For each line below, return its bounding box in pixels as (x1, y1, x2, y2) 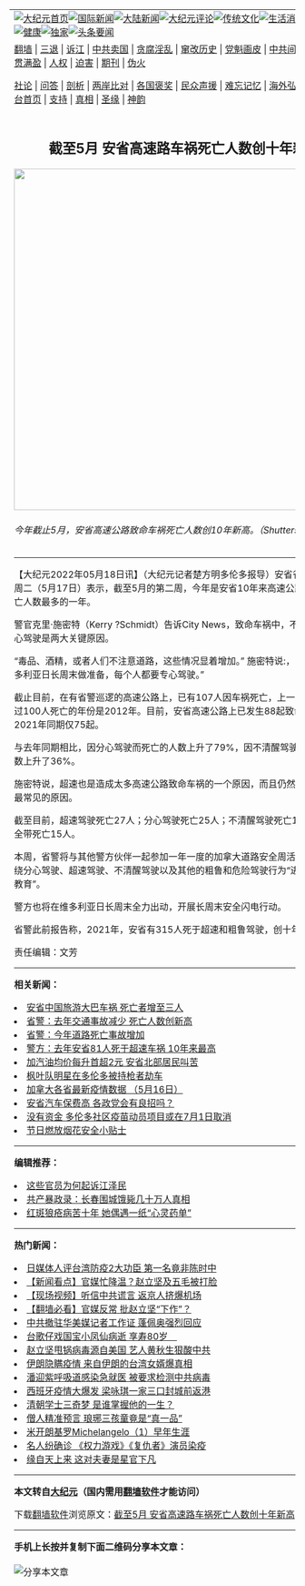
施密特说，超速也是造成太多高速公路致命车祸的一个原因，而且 (14, 778, 279, 790)
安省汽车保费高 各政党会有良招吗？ (26, 1097, 175, 1110)
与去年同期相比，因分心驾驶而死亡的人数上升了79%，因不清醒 (14, 741, 280, 754)
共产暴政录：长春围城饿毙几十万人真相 (26, 1193, 191, 1205)
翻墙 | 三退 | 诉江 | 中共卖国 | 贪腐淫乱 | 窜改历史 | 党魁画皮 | (14, 43, 268, 56)
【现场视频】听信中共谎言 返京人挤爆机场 (26, 1289, 202, 1302)
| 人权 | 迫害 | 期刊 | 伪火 (44, 56, 146, 69)
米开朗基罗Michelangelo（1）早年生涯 (26, 1426, 191, 1439)
